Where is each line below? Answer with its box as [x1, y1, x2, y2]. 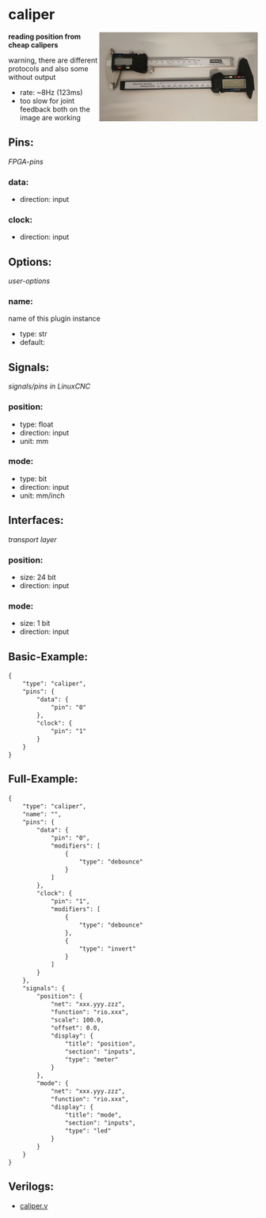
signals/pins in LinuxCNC [8, 381, 91, 391]
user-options [8, 276, 50, 286]
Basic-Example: [8, 650, 89, 663]
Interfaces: [8, 514, 64, 527]
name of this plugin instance [8, 314, 101, 324]
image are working [19, 112, 82, 122]
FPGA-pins [8, 157, 44, 166]
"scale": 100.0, [50, 1015, 104, 1024]
